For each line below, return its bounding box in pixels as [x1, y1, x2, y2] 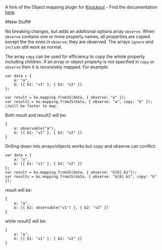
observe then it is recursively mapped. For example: [5, 64, 109, 70]
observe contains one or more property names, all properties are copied [5, 34, 150, 39]
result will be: [5, 187, 32, 193]
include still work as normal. [5, 44, 62, 50]
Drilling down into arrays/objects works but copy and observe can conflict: [5, 143, 156, 149]
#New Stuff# [5, 19, 31, 25]
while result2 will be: [5, 218, 47, 224]
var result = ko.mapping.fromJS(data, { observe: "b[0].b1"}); [5, 170, 137, 175]
